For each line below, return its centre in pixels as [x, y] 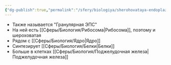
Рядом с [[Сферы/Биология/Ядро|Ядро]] [56, 41]
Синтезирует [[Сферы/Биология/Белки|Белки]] [63, 46]
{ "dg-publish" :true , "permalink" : [40, 10]
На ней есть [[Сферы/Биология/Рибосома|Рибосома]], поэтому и [84, 30]
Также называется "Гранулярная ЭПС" [55, 24]
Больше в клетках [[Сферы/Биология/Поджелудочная [71, 51]
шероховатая [27, 35]
